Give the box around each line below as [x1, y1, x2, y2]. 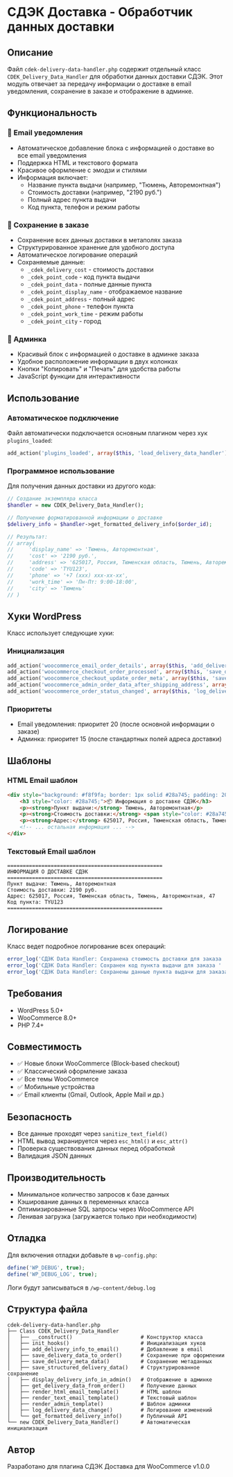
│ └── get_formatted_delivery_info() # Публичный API [7, 1413, 188, 1420]
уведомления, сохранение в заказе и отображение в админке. [7, 87, 194, 95]
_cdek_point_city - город [27, 316, 102, 325]
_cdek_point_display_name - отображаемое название [27, 287, 182, 296]
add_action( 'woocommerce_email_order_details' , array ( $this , [7, 662, 188, 669]
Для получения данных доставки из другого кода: [7, 482, 156, 490]
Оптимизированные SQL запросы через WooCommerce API [17, 1205, 194, 1213]
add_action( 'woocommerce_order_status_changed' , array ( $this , [7, 688, 191, 695]
